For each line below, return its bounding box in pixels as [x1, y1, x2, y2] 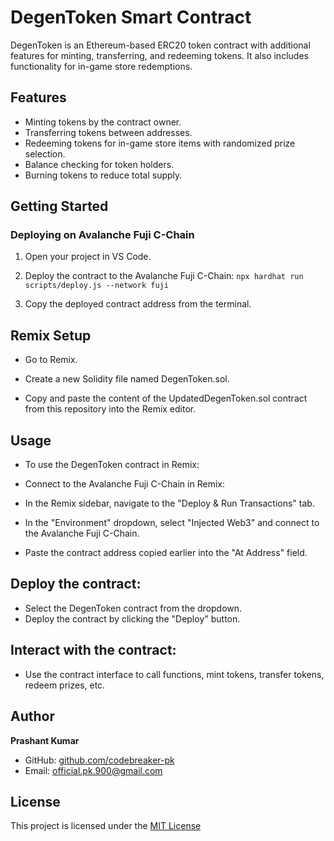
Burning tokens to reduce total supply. [24, 169, 183, 181]
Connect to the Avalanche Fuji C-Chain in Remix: [24, 478, 225, 490]
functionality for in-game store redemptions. [10, 60, 193, 72]
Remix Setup [10, 327, 92, 344]
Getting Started [10, 198, 109, 215]
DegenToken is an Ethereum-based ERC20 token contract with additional [10, 39, 311, 51]
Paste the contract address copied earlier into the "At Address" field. [24, 547, 308, 559]
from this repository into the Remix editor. [24, 403, 197, 415]
